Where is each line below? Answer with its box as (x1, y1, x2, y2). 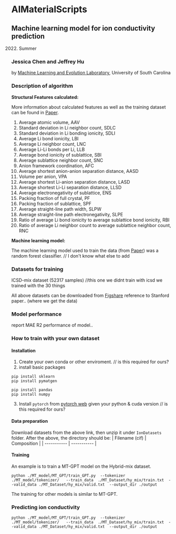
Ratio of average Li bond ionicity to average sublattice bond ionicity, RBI (18, 217, 170, 223)
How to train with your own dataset (11, 335, 100, 342)
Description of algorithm (11, 83, 73, 90)
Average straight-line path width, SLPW (18, 206, 102, 212)
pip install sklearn (11, 374, 55, 379)
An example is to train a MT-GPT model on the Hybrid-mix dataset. (11, 463, 152, 469)
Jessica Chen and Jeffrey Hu (11, 58, 84, 65)
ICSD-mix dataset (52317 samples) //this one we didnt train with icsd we (11, 277, 163, 283)
